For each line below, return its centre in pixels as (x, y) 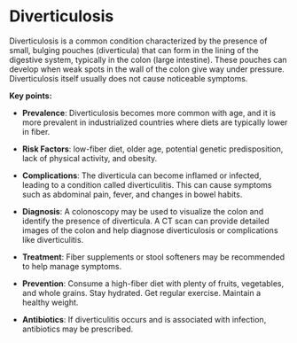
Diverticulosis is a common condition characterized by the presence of (138, 41)
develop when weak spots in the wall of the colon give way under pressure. (147, 69)
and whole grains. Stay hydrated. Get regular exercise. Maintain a (141, 292)
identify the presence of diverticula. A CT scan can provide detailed (146, 221)
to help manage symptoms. (72, 266)
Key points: (31, 96)
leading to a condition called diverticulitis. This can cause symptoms (147, 184)
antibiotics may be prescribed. (78, 329)
